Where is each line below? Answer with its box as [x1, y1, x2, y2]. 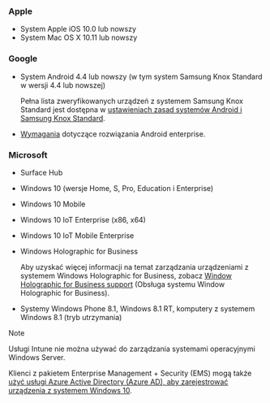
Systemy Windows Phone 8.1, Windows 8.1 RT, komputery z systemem [19, 303, 255, 314]
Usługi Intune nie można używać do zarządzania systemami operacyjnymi [8, 344, 255, 353]
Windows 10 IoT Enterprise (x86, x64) [19, 214, 146, 224]
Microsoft [8, 149, 48, 160]
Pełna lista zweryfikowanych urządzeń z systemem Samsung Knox [19, 96, 243, 106]
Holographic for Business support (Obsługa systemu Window [19, 279, 225, 289]
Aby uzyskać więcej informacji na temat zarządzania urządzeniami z [19, 262, 249, 271]
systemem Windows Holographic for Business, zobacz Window [19, 271, 233, 280]
